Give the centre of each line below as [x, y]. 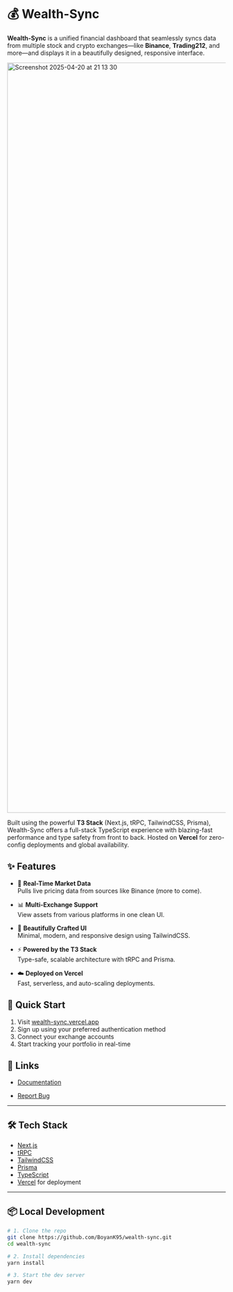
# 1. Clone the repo [37, 1231]
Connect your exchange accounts [66, 1036]
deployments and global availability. [78, 845]
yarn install [26, 1263]
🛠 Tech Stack [37, 1125]
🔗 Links [23, 1065]
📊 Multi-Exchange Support [58, 904]
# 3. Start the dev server [46, 1275]
